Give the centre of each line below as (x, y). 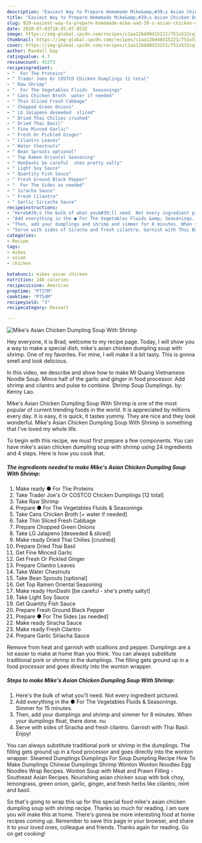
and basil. (19, 790)
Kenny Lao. (21, 392)
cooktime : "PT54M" (30, 296)
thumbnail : (20, 40)
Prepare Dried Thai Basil (45, 546)
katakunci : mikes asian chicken (47, 274)
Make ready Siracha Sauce (49, 623)
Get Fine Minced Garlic (44, 553)
